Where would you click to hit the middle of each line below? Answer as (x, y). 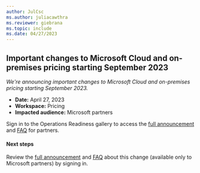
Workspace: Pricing (40, 106)
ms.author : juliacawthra (37, 17)
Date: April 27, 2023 (39, 100)
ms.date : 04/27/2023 (32, 34)
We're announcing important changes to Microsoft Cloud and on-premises (98, 82)
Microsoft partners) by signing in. (47, 163)
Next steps (20, 144)
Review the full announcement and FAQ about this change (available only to (99, 157)
